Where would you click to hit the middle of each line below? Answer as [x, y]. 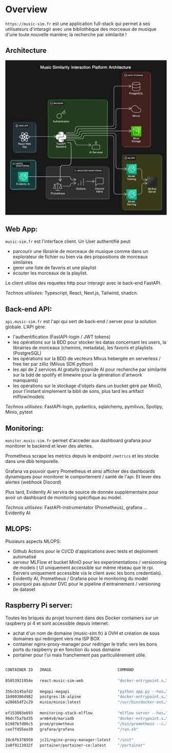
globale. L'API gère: [26, 327]
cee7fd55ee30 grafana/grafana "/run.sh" [72, 729]
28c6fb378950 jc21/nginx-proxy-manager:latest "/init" [70, 740]
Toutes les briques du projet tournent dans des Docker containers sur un [82, 618]
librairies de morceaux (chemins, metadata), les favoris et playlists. [83, 348]
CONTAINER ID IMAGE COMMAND [70, 670]
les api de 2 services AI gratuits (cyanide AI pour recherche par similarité [89, 369]
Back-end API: [29, 309]
